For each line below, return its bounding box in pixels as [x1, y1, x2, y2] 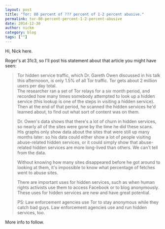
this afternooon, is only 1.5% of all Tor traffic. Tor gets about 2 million [17, 77, 158, 84]
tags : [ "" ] [5, 35, 28, 40]
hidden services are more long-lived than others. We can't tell [33, 144, 158, 150]
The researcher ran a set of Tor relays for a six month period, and [17, 88, 150, 94]
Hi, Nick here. [5, 48, 33, 54]
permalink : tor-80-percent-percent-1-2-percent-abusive [5, 16, 122, 21]
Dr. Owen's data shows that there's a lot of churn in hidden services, [17, 118, 157, 124]
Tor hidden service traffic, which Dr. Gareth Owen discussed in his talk [17, 72, 161, 78]
